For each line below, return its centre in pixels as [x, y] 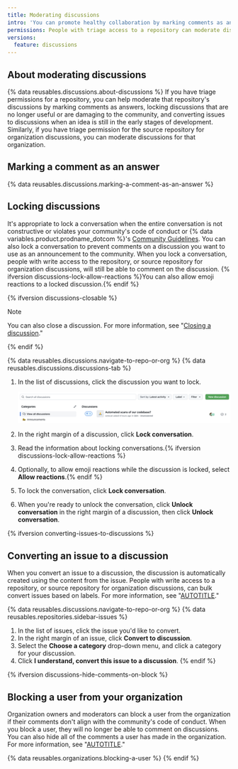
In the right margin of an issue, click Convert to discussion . [105, 638]
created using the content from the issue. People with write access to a [111, 581]
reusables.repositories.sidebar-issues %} [68, 617]
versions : [22, 38]
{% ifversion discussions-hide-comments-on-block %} [88, 674]
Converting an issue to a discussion [88, 555]
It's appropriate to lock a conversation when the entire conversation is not [115, 223]
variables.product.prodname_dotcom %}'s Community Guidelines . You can [117, 239]
